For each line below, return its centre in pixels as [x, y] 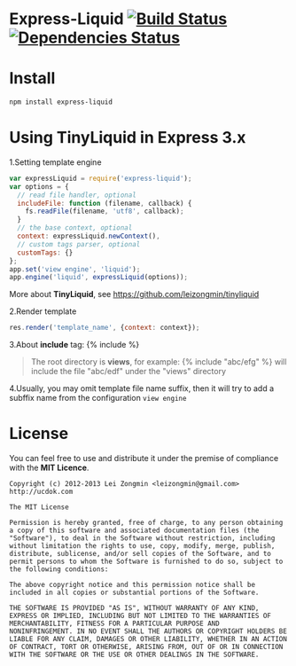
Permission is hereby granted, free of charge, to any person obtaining [146, 523]
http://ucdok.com [41, 492]
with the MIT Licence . [49, 468]
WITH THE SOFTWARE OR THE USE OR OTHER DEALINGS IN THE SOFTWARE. [134, 655]
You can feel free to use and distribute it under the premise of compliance [144, 458]
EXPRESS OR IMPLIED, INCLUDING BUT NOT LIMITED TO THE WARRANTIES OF [140, 616]
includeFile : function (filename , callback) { [105, 203]
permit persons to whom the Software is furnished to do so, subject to [146, 562]
